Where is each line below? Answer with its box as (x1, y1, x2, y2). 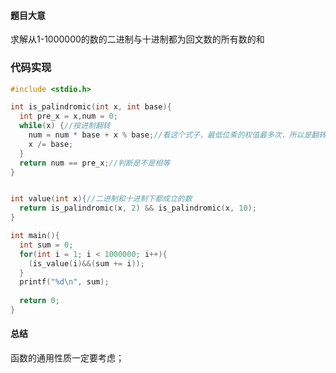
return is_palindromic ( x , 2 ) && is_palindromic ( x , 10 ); (19, 203, 257, 214)
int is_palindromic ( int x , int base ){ (10, 102, 172, 112)
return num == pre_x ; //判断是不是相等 (19, 158, 171, 168)
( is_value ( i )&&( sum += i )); (28, 258, 145, 269)
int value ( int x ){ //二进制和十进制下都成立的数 (10, 194, 193, 204)
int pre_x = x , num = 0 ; (19, 111, 118, 122)
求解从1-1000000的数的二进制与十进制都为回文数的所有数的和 (10, 33, 265, 45)
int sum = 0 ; (19, 240, 74, 250)
